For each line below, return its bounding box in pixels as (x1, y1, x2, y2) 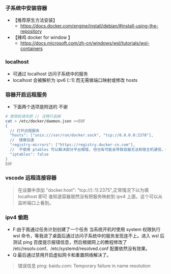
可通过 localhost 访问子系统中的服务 (12, 71, 88, 77)
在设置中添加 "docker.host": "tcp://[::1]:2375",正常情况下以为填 (17, 187, 149, 193)
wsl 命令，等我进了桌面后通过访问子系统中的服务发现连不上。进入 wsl (12, 233, 159, 239)
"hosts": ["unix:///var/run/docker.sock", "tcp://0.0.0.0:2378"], (10, 133, 154, 138)
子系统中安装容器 (5, 4, 47, 11)
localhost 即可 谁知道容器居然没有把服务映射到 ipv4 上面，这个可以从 (17, 193, 163, 199)
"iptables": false (10, 152, 49, 157)
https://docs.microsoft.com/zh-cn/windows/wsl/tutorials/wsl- (20, 40, 150, 47)
